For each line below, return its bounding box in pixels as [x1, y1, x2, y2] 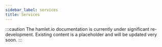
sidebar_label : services [5, 7, 58, 13]
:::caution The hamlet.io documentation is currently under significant [5, 26, 150, 32]
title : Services [5, 12, 40, 17]
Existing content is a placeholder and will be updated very [35, 31, 157, 37]
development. [5, 31, 34, 37]
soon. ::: [5, 36, 22, 43]
